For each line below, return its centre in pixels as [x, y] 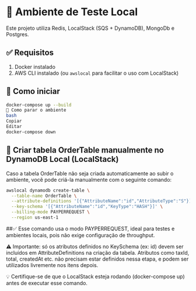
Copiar [14, 121]
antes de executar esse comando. [47, 283]
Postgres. [17, 34]
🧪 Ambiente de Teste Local [72, 12]
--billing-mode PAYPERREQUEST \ [51, 212]
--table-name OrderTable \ [44, 196]
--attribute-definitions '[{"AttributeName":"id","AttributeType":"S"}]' [103, 201]
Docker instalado [35, 67]
